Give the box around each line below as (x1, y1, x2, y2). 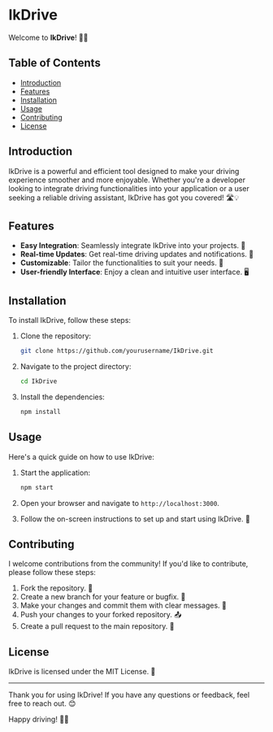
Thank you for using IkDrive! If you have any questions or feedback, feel (8, 690, 250, 700)
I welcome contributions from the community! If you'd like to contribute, (8, 559, 249, 569)
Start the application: (19, 468, 91, 477)
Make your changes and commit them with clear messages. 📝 (19, 600, 227, 611)
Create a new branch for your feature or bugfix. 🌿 (19, 592, 186, 602)
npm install (19, 407, 61, 416)
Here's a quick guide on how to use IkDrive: (8, 451, 154, 461)
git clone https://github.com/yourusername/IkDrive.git (19, 347, 214, 355)
